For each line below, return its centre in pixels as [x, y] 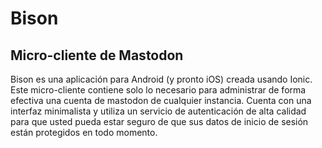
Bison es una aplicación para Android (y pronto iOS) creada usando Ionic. [161, 79]
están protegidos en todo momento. [84, 132]
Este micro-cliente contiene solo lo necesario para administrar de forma [158, 90]
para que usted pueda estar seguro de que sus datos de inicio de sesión [159, 121]
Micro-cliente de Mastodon [97, 55]
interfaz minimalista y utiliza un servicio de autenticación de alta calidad [158, 111]
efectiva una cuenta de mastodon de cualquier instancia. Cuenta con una [161, 100]
